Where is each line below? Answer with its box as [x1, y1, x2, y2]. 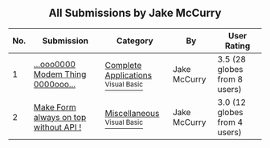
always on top [33, 111, 87, 122]
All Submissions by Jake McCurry [48, 6, 222, 20]
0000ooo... [33, 78, 76, 90]
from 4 [217, 116, 243, 127]
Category [116, 35, 154, 46]
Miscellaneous [104, 107, 160, 118]
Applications [104, 70, 153, 81]
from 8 [217, 74, 243, 85]
